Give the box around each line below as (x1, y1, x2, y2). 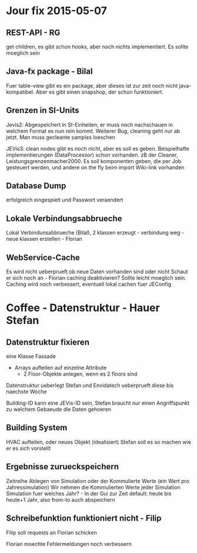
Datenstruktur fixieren (6, 337, 90, 347)
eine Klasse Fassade (6, 353, 56, 360)
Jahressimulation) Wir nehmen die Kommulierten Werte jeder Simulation (6, 484, 181, 491)
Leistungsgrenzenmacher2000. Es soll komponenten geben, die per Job (6, 157, 181, 164)
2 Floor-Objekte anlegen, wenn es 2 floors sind (23, 370, 138, 378)
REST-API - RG (6, 28, 61, 38)
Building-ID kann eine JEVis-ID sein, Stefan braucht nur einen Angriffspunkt (6, 399, 190, 407)
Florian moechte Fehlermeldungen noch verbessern (6, 540, 132, 547)
